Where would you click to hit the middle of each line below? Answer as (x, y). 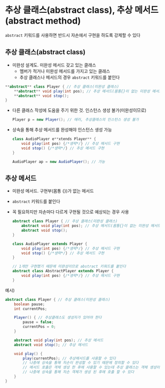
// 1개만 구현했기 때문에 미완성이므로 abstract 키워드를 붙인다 (69, 266)
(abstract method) (43, 21)
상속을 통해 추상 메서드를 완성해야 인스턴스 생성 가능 (62, 130)
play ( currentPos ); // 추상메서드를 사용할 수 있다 (69, 358)
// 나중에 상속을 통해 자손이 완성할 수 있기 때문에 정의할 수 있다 (81, 363)
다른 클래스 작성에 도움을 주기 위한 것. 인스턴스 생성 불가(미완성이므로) (79, 110)
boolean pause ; (29, 304)
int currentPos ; (31, 309)
